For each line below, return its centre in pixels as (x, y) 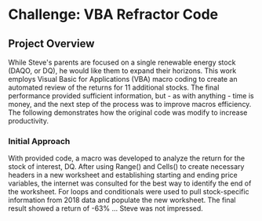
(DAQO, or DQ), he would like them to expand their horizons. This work (122, 71)
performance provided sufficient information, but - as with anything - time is (131, 96)
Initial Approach (39, 141)
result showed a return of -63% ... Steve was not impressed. (106, 208)
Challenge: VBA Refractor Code (113, 15)
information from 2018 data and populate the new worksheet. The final (122, 200)
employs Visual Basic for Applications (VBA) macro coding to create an (123, 79)
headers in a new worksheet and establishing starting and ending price (123, 175)
